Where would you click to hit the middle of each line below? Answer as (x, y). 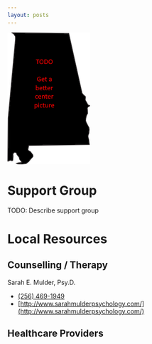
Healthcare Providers (56, 333)
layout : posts (28, 15)
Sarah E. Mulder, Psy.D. (42, 282)
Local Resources (58, 239)
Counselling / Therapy (58, 265)
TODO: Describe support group (53, 210)
